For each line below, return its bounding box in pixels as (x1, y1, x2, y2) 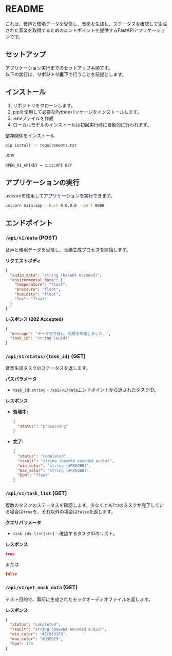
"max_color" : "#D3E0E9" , (10, 636, 63, 642)
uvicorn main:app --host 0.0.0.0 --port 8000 (5, 203, 104, 208)
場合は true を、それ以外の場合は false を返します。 (9, 508, 116, 515)
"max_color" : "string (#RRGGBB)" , (17, 468, 91, 473)
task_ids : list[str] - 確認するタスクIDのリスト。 (12, 530, 118, 536)
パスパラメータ (5, 376, 37, 382)
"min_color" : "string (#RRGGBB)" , (17, 463, 91, 468)
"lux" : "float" (14, 297, 47, 302)
